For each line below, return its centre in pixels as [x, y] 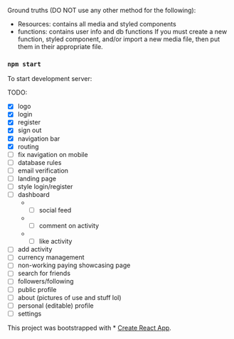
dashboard [33, 194]
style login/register [45, 186]
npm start [24, 64]
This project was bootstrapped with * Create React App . [90, 328]
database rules [39, 162]
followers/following [46, 281]
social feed [55, 210]
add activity [35, 249]
